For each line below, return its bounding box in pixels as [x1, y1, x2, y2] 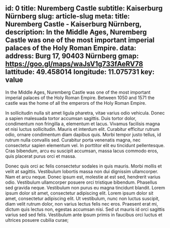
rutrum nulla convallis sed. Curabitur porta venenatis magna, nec [5, 137, 141, 143]
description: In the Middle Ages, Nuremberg [5, 28, 147, 37]
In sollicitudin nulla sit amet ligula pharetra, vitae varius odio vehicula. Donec [5, 109, 165, 116]
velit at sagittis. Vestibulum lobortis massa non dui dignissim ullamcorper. [5, 168, 158, 175]
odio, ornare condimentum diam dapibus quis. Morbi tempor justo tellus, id [5, 131, 161, 137]
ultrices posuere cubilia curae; [5, 217, 69, 223]
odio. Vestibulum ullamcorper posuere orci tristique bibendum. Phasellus [5, 179, 157, 185]
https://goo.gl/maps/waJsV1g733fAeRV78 [5, 60, 144, 68]
